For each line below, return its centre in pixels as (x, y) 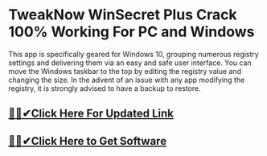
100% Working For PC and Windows (131, 32)
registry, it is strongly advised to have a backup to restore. (105, 88)
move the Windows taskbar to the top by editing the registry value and (125, 71)
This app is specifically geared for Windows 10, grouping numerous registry (133, 54)
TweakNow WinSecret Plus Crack (123, 15)
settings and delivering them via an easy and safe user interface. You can (130, 63)
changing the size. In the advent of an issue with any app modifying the (127, 80)
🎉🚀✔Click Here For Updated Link (91, 114)
